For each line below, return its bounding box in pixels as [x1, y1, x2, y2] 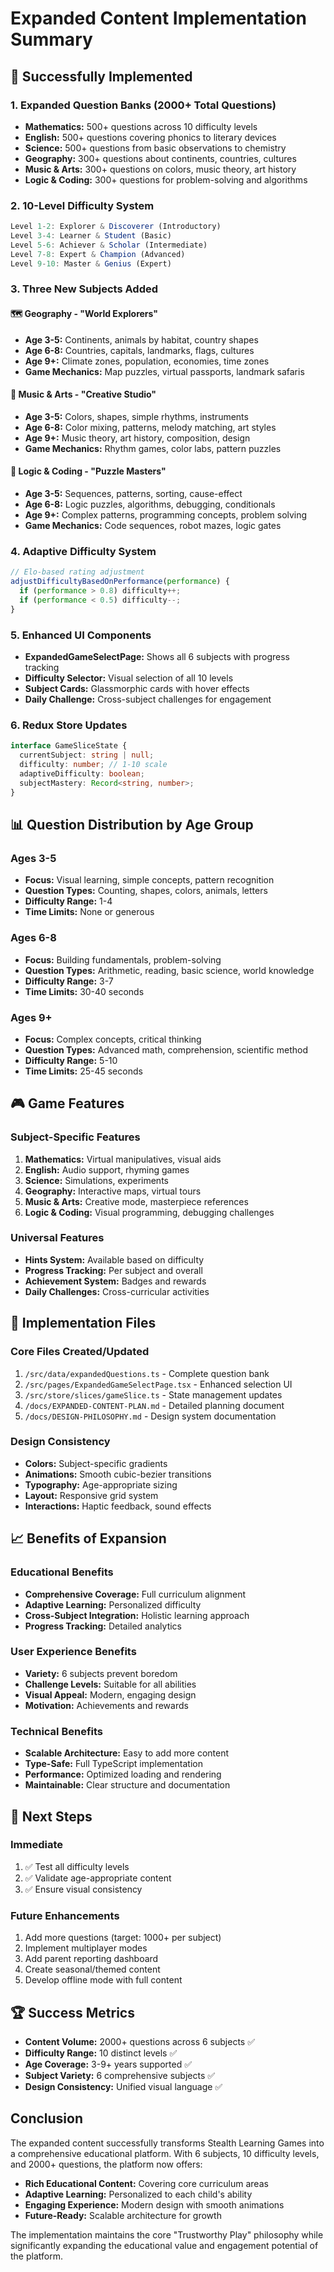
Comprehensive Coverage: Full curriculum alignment [24, 1588, 247, 1600]
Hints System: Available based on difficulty [24, 1253, 205, 1266]
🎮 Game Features [10, 1095, 125, 1112]
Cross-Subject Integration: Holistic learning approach [24, 1609, 250, 1621]
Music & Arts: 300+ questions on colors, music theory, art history [24, 163, 297, 175]
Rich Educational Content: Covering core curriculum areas [24, 2177, 269, 2189]
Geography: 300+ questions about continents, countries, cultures [24, 152, 297, 164]
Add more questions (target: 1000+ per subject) [24, 1932, 222, 1944]
